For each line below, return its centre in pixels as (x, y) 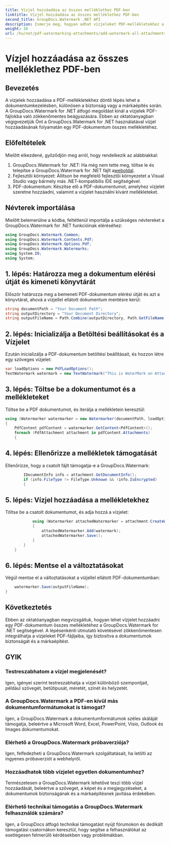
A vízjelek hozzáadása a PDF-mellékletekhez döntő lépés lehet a (73, 100)
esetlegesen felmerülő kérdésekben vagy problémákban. (65, 835)
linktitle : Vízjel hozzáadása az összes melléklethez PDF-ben (72, 15)
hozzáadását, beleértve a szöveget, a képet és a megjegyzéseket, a (76, 788)
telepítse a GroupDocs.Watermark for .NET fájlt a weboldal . (74, 170)
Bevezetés (22, 88)
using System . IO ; (24, 254)
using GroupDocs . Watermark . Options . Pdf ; (49, 244)
